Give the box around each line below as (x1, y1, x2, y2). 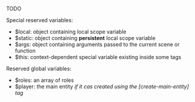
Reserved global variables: (6, 65, 72, 72)
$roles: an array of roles (14, 77, 75, 84)
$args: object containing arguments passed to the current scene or (14, 41, 180, 48)
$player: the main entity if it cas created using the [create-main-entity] (14, 83, 189, 90)
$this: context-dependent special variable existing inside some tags (14, 54, 182, 60)
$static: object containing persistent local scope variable (14, 35, 156, 41)
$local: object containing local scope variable (14, 28, 126, 35)
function (14, 47, 36, 54)
